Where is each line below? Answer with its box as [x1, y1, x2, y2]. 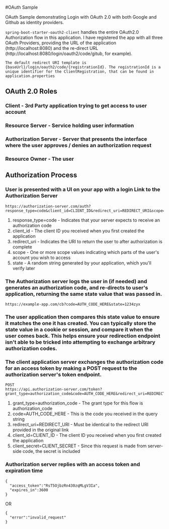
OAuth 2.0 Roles [5, 87, 57, 96]
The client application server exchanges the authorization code [5, 358, 163, 365]
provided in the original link [12, 427, 69, 433]
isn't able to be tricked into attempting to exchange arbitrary [5, 339, 156, 346]
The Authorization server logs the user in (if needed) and [5, 278, 147, 285]
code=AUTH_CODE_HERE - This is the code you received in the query [12, 411, 158, 417]
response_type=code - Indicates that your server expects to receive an [12, 217, 160, 223]
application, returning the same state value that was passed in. [5, 290, 162, 297]
